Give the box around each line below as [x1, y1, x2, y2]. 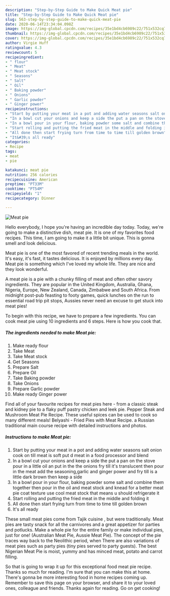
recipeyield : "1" [5, 191, 42, 196]
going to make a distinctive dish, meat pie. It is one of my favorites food [5, 229, 154, 235]
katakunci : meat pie [5, 167, 49, 172]
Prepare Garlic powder [12, 385, 60, 392]
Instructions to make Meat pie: [5, 434, 71, 440]
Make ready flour [12, 342, 49, 348]
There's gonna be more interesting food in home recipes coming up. [5, 574, 148, 580]
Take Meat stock [12, 353, 48, 359]
